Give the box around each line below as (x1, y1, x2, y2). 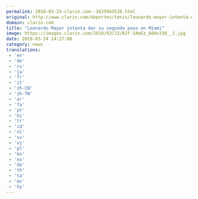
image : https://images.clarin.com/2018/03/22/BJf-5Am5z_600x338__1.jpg (6, 31, 186, 37)
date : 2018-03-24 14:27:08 (6, 36, 72, 42)
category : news (6, 42, 44, 48)
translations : (6, 47, 41, 53)
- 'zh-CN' (8, 85, 33, 91)
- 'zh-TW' (8, 91, 33, 97)
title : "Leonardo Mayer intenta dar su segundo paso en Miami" (6, 25, 165, 31)
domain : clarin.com (6, 19, 54, 25)
